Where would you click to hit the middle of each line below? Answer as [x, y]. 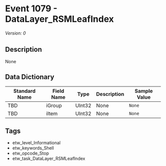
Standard [24, 91]
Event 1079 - [31, 9]
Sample [144, 91]
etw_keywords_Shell [33, 148]
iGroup [54, 105]
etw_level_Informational [36, 143]
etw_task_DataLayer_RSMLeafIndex [49, 159]
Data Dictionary [30, 77]
